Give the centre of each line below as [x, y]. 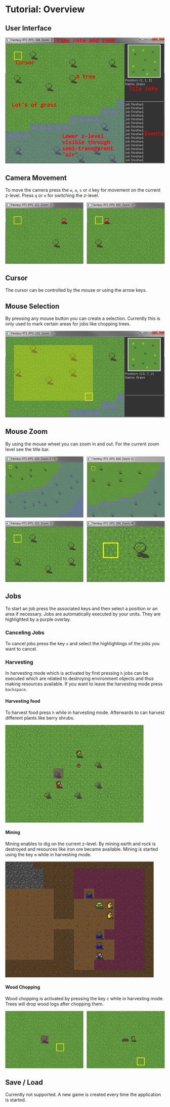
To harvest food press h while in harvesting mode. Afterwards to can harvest [85, 712]
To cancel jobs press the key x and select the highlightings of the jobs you [82, 644]
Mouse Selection [32, 306]
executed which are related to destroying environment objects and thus [80, 679]
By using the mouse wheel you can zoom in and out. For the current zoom [82, 444]
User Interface [29, 28]
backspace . [16, 690]
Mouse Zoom [27, 431]
